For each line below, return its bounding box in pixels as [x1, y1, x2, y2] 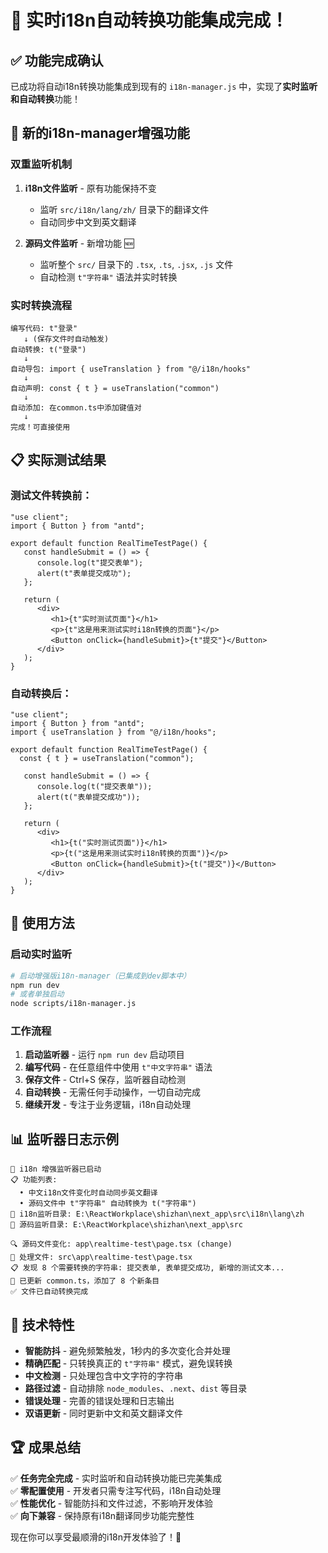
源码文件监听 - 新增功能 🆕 [24, 237, 135, 249]
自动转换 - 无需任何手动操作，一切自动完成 [24, 1086, 202, 1098]
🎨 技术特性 [10, 1316, 75, 1333]
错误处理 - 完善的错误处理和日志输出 [24, 1395, 175, 1407]
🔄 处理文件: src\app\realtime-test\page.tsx [10, 1252, 193, 1263]
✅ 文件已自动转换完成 [10, 1287, 89, 1297]
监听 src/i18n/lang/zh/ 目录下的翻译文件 [39, 203, 210, 215]
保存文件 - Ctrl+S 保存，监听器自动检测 [24, 1074, 186, 1086]
